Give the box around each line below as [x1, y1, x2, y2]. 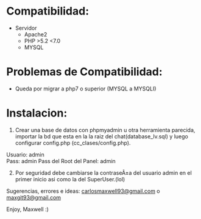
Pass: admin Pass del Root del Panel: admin [6, 157, 116, 164]
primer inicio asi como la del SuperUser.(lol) [15, 175, 125, 183]
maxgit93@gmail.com [6, 194, 62, 201]
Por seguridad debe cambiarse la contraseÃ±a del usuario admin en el [15, 169, 192, 177]
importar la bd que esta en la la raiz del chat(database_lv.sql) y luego [15, 132, 189, 140]
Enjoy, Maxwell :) [6, 205, 49, 213]
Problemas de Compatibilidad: [6, 65, 163, 79]
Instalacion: [6, 106, 68, 120]
